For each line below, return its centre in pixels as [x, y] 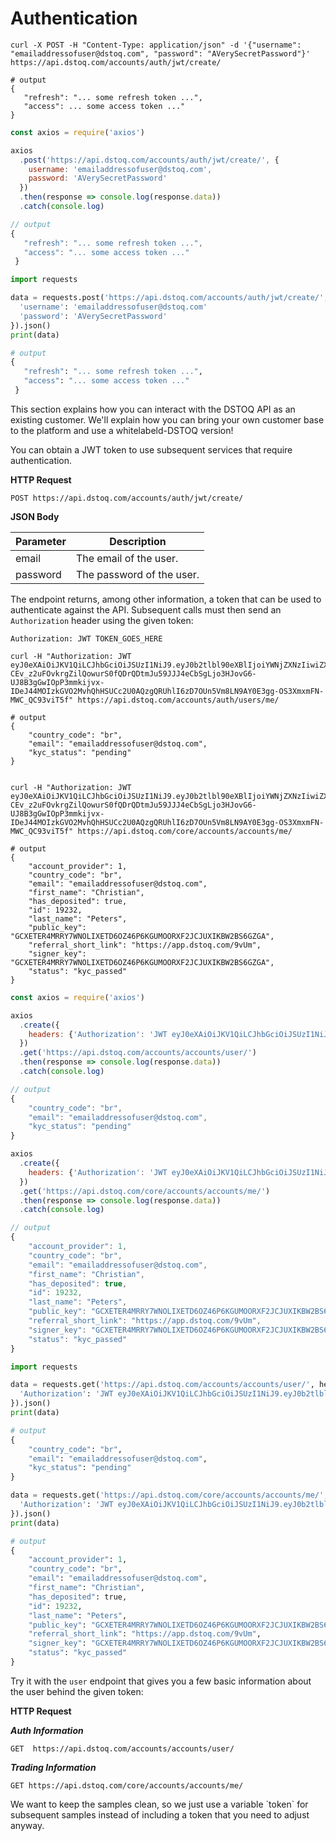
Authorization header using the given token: [102, 620]
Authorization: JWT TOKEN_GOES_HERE [86, 638]
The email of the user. [127, 558]
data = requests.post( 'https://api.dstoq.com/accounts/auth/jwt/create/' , [169, 298]
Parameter [41, 541]
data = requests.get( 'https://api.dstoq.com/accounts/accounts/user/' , [162, 1385]
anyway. [27, 1825]
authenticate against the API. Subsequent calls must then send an [146, 609]
